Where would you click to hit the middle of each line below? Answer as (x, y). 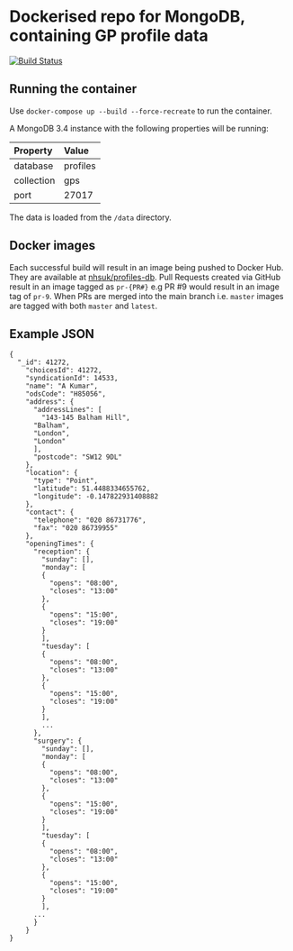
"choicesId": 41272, (64, 370)
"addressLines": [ (67, 410)
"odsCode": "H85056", (66, 394)
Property (33, 151)
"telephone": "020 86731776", (89, 520)
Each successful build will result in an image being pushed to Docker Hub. (146, 267)
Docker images (53, 246)
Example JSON (52, 334)
